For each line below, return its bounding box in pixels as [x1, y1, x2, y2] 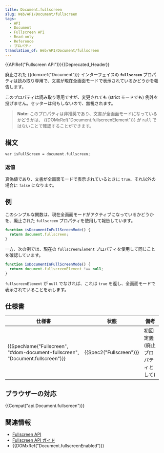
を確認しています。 [5, 252, 43, 258]
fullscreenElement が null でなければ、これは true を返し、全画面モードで [5, 280, 156, 286]
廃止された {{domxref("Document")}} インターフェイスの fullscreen [5, 71, 143, 77]
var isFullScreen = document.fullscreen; [5, 152, 91, 157]
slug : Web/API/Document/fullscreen [5, 12, 78, 17]
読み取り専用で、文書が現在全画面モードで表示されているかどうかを [18, 78, 155, 84]
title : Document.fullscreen [5, 7, 62, 12]
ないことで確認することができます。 [21, 123, 94, 129]
